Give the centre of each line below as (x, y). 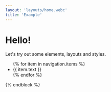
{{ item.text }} (27, 70)
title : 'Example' (24, 15)
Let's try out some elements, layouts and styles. (56, 54)
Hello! (18, 40)
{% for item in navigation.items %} (49, 64)
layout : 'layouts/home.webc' (36, 10)
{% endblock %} (23, 85)
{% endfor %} (27, 75)
